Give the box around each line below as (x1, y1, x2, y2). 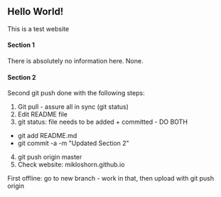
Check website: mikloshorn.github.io (17, 160, 125, 169)
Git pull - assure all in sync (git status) (17, 102, 129, 111)
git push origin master (17, 153, 82, 161)
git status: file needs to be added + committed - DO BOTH (17, 117, 188, 127)
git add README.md (17, 132, 77, 140)
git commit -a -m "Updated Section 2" (17, 139, 129, 148)
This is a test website (7, 24, 70, 33)
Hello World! (7, 6, 64, 18)
